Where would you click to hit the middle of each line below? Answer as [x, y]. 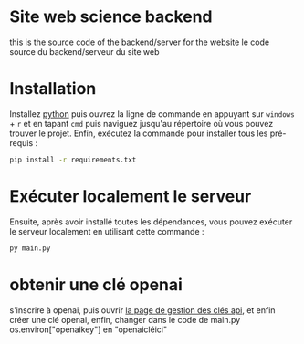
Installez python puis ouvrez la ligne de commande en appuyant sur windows [152, 114]
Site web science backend [111, 17]
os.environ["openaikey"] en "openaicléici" [88, 329]
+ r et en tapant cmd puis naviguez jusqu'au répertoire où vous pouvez [142, 123]
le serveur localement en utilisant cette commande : [107, 231]
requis [21, 142]
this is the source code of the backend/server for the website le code [140, 42]
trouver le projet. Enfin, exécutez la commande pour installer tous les [139, 133]
